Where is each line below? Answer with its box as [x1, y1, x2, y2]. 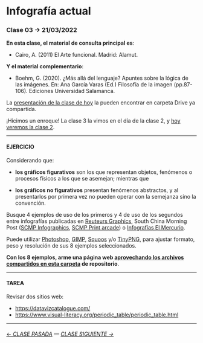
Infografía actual [6, 4, 92, 18]
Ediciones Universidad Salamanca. [29, 88, 115, 95]
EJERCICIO [6, 143, 34, 150]
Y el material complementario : [6, 63, 83, 70]
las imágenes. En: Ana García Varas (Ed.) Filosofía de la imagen [14, 81, 173, 88]
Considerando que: [6, 156, 54, 164]
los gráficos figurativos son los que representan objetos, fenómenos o [14, 168, 193, 176]
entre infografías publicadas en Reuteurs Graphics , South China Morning [6, 217, 187, 225]
